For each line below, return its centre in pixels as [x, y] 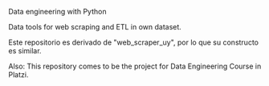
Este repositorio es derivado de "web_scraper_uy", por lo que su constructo [134, 42]
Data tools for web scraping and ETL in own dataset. [95, 27]
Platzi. [18, 74]
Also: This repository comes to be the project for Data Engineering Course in [135, 66]
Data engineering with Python [57, 12]
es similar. [25, 51]
